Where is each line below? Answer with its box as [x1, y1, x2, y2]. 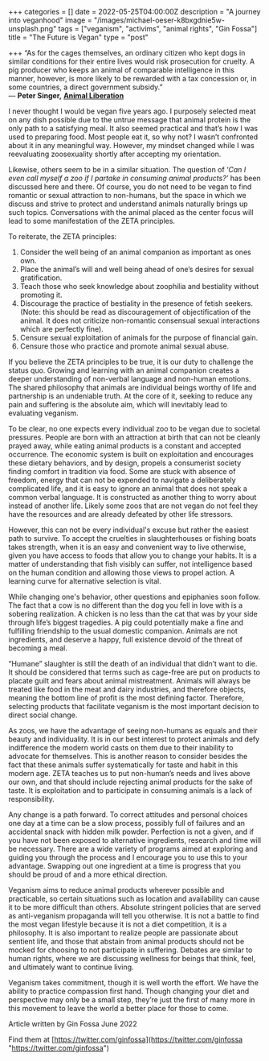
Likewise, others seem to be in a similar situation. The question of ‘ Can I [8, 165, 247, 174]
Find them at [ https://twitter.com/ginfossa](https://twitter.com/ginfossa [8, 1034, 243, 1044]
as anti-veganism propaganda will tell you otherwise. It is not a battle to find [8, 911, 259, 920]
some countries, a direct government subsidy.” [8, 82, 163, 92]
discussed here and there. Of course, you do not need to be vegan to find [8, 182, 252, 192]
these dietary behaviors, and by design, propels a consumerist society [8, 458, 242, 468]
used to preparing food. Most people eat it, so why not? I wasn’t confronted [8, 132, 259, 142]
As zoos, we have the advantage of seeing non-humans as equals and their [8, 726, 259, 735]
